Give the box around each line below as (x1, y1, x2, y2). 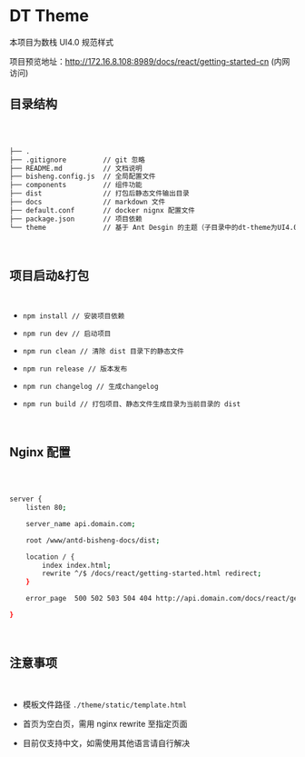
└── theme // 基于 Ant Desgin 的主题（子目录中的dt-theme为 (9, 223, 278, 232)
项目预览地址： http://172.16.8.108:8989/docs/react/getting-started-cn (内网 (9, 55, 290, 66)
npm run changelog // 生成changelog (22, 383, 159, 392)
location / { (25, 552, 75, 562)
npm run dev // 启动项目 (22, 329, 112, 339)
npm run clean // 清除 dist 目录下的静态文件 (22, 347, 184, 356)
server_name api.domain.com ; (25, 519, 136, 528)
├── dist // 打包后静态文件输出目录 (9, 189, 190, 198)
